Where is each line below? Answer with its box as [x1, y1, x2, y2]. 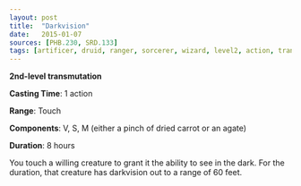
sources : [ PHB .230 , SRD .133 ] [9, 38, 118, 47]
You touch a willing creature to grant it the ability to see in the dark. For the [9, 157, 285, 168]
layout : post [9, 13, 58, 22]
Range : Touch [9, 106, 62, 116]
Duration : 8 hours [9, 140, 75, 151]
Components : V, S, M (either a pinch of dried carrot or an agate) [9, 123, 247, 134]
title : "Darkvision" [9, 21, 90, 30]
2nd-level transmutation [9, 71, 102, 81]
